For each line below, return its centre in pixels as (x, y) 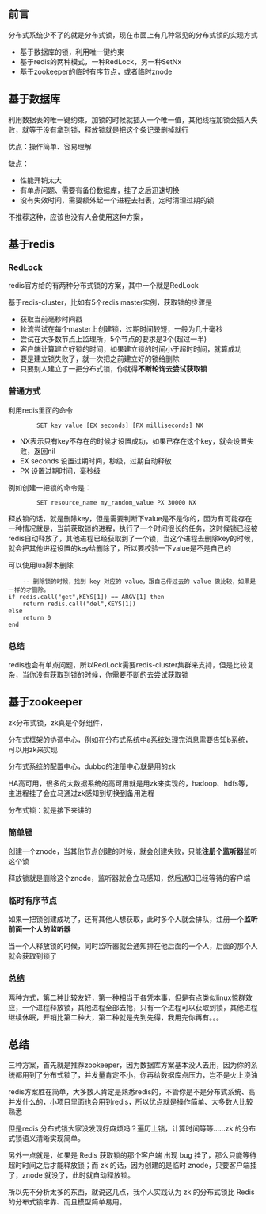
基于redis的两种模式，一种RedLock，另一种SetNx (101, 61)
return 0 (37, 617)
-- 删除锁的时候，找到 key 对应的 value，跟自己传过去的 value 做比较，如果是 (139, 582)
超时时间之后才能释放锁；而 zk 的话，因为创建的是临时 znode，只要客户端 (129, 1166)
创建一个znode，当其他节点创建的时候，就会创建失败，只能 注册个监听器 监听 (133, 851)
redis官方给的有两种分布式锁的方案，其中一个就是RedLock (104, 286)
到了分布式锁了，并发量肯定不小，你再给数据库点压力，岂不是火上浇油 (143, 1075)
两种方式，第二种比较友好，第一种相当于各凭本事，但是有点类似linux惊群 (127, 997)
